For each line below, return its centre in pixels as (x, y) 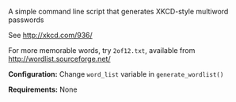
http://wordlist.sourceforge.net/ (59, 59)
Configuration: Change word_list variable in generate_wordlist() (116, 74)
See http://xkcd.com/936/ (50, 35)
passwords (26, 20)
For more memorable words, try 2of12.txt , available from (102, 50)
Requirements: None (43, 89)
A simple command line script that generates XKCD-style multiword (118, 11)
